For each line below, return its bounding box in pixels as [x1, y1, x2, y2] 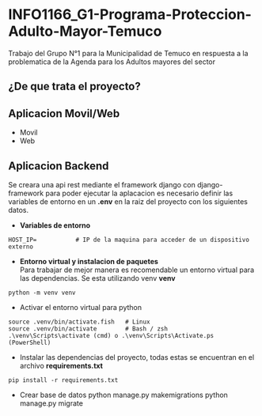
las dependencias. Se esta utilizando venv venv [19, 273, 176, 282]
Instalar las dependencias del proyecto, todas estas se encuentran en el [19, 352, 255, 361]
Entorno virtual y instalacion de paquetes [19, 256, 158, 266]
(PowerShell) [8, 338, 51, 346]
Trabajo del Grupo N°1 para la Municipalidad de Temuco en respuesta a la [8, 48, 249, 58]
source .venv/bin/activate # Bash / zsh [8, 324, 169, 333]
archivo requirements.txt [19, 361, 103, 370]
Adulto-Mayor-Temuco [8, 22, 162, 40]
